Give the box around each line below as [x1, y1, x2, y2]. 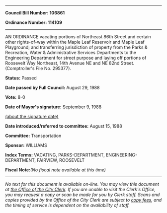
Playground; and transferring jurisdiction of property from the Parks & [5, 44, 148, 50]
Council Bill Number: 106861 [5, 10, 65, 15]
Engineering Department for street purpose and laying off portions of [5, 55, 147, 61]
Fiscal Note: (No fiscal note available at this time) [5, 167, 106, 173]
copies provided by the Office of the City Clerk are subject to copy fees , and [5, 197, 162, 203]
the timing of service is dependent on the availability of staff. [5, 202, 130, 208]
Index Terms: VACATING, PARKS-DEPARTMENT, [5, 152, 105, 158]
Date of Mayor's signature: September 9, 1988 [5, 104, 102, 110]
